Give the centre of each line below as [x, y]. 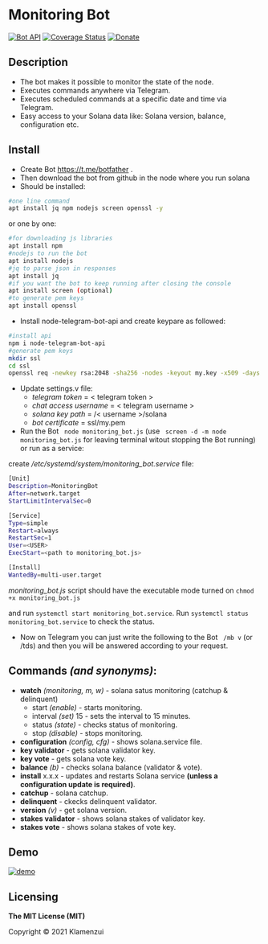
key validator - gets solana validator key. [88, 750]
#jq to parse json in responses [62, 268]
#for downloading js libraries [61, 239]
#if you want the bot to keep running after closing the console [120, 283]
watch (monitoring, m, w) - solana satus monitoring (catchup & [124, 690]
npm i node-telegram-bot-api [57, 343]
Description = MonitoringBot [53, 486]
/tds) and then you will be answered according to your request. [124, 646]
